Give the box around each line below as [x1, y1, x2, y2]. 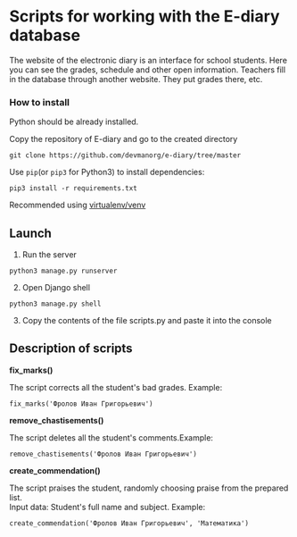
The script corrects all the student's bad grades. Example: [9, 382, 223, 392]
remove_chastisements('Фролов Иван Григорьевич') [9, 449, 198, 458]
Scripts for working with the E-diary [9, 6, 280, 27]
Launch [9, 225, 52, 240]
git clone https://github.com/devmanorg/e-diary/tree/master [9, 151, 242, 160]
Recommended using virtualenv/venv [9, 199, 146, 211]
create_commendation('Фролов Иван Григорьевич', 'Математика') [9, 518, 250, 528]
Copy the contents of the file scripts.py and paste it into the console [21, 315, 272, 326]
